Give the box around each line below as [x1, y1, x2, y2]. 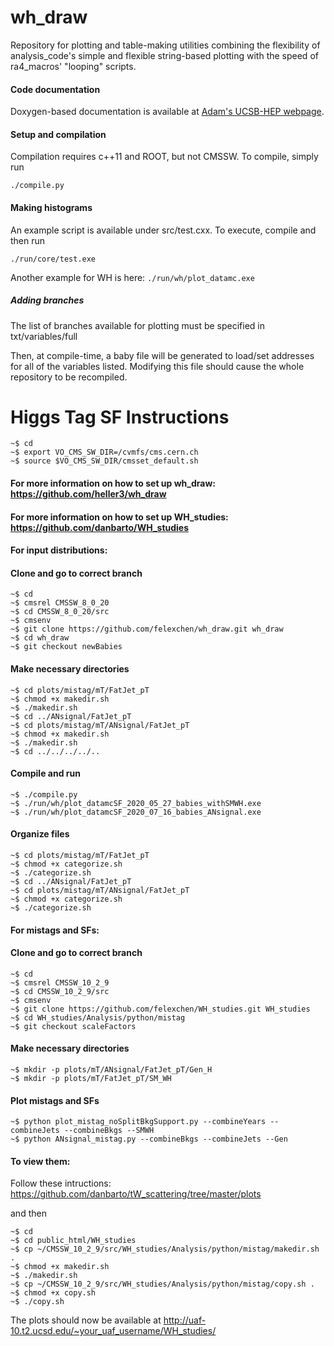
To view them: [10, 1155, 71, 1167]
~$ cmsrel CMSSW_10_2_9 [10, 977, 110, 988]
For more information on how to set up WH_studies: [10, 511, 229, 523]
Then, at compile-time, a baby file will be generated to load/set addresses [10, 349, 315, 361]
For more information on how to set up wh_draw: [10, 477, 217, 490]
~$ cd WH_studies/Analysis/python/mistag [10, 1012, 186, 1023]
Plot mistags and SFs [10, 1094, 100, 1106]
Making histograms [10, 201, 93, 213]
